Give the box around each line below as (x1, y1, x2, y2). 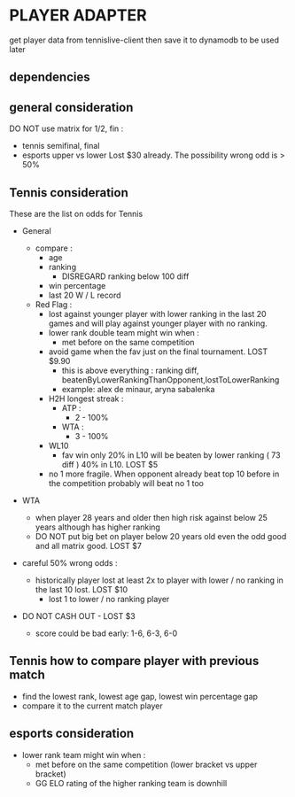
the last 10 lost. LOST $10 (35, 584, 128, 594)
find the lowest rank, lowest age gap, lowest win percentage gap (21, 691, 259, 701)
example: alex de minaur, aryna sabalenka (61, 383, 215, 394)
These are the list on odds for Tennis (9, 208, 144, 219)
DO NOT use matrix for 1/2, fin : (9, 123, 124, 134)
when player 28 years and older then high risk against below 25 (35, 512, 268, 522)
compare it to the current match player (21, 700, 163, 711)
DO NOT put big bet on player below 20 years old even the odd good (35, 530, 287, 541)
